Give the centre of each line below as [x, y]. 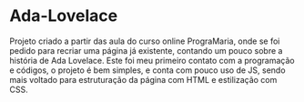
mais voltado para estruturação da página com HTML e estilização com [143, 79]
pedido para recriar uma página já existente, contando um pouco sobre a [146, 50]
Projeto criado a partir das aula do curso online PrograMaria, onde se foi [145, 41]
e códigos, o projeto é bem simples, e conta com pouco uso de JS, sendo [147, 70]
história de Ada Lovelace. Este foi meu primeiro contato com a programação [152, 60]
